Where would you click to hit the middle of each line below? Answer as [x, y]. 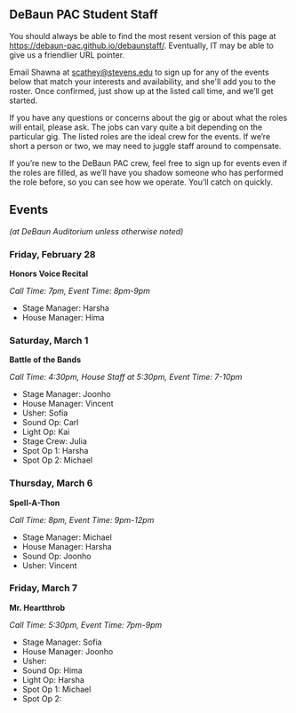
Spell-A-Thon [35, 503]
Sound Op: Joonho [56, 556]
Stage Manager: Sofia [62, 642]
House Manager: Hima [63, 317]
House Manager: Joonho [68, 651]
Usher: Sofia [45, 413]
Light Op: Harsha [53, 679]
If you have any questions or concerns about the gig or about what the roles [148, 117]
